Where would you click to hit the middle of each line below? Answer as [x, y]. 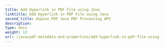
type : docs [16, 28]
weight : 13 [16, 32]
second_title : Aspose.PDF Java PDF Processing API [58, 19]
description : [18, 23]
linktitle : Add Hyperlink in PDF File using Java [57, 14]
